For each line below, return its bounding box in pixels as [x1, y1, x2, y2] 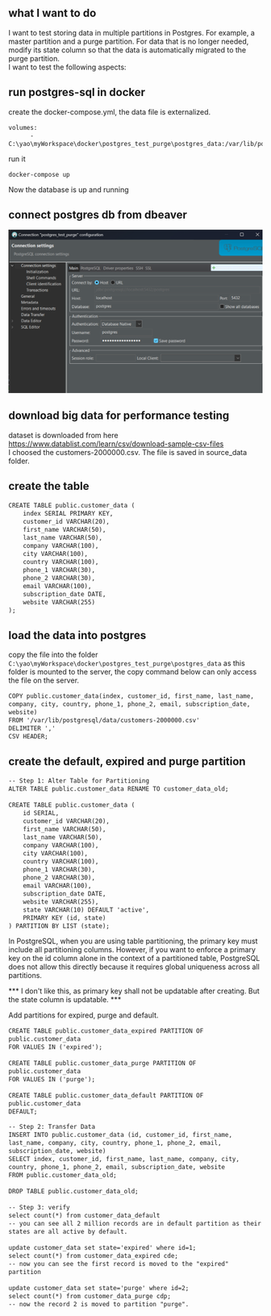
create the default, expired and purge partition [8, 754, 246, 768]
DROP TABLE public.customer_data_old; [8, 1188, 139, 1196]
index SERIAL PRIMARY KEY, [23, 510, 114, 518]
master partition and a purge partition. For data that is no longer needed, [8, 36, 249, 46]
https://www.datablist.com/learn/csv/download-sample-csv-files [8, 439, 224, 449]
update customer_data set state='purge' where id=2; [8, 1285, 190, 1293]
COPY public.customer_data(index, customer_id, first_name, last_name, [8, 692, 254, 700]
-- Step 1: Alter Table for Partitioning [8, 777, 150, 785]
